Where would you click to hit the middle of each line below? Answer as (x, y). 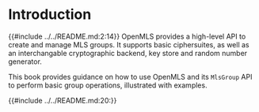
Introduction (50, 15)
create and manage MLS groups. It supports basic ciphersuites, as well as (129, 44)
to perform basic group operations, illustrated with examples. (108, 85)
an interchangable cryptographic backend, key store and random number (128, 53)
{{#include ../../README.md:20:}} (63, 100)
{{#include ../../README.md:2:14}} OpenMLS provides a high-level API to (127, 36)
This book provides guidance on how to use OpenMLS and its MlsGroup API (130, 77)
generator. (25, 62)
